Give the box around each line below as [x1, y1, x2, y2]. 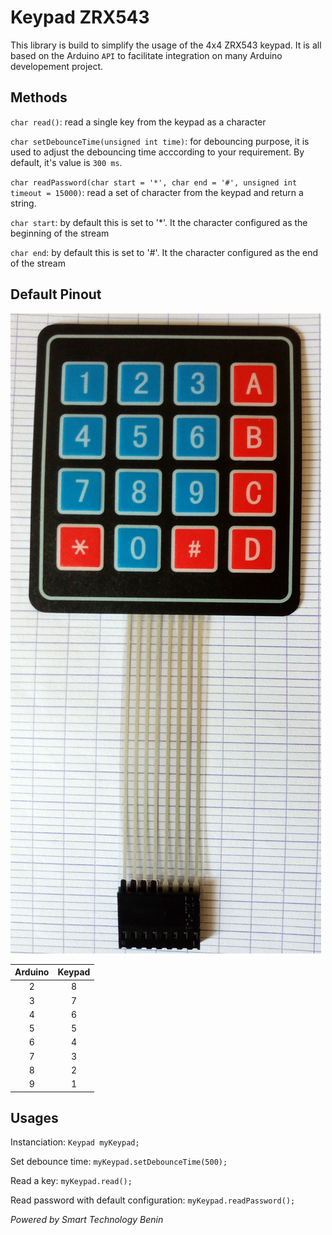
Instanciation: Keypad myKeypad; [10, 1136, 140, 1148]
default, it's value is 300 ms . [10, 156, 123, 168]
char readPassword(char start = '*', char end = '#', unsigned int [10, 177, 298, 188]
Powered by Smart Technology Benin [10, 1214, 164, 1226]
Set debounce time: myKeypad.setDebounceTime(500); [10, 1156, 228, 1168]
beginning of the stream [10, 227, 110, 239]
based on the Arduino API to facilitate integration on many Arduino [10, 49, 283, 61]
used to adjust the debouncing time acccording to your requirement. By [10, 146, 305, 158]
